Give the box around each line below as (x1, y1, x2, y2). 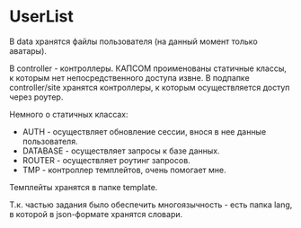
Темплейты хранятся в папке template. (9, 181, 158, 192)
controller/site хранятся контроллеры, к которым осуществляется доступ (9, 82, 290, 92)
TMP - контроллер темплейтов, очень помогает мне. (22, 164, 226, 175)
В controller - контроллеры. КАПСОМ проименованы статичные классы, (9, 63, 288, 74)
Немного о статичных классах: (9, 109, 128, 119)
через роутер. (9, 92, 64, 102)
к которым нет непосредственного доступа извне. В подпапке (9, 72, 250, 83)
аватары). (9, 45, 48, 56)
